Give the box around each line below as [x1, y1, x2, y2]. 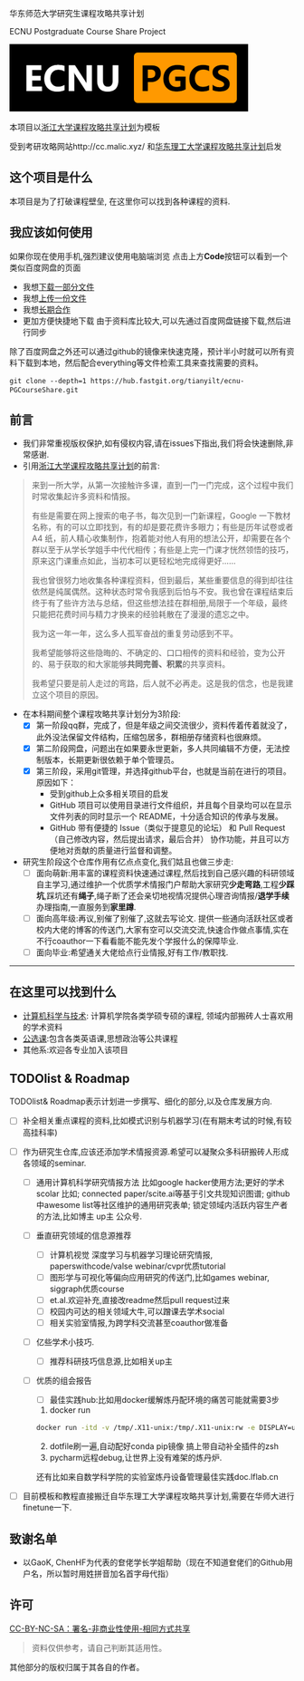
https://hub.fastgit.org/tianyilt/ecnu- [90, 376, 245, 385]
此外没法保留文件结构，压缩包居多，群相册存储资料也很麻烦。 [35, 731, 267, 742]
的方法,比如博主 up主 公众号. [35, 1211, 143, 1222]
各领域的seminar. [22, 1157, 87, 1168]
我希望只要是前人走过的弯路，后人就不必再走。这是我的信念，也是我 [31, 678, 286, 689]
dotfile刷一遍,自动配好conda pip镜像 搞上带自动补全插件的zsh [49, 1441, 279, 1452]
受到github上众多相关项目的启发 [49, 787, 169, 799]
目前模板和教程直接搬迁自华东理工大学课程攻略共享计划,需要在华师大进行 [22, 1491, 295, 1502]
